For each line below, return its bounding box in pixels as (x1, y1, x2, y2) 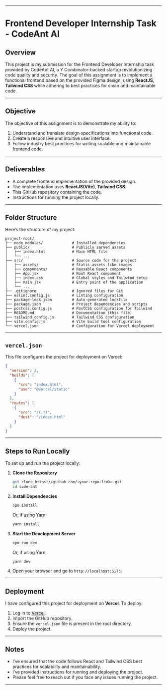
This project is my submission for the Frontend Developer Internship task (5, 61, 154, 67)
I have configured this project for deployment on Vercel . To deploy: (5, 600, 143, 607)
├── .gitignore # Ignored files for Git (5, 289, 123, 294)
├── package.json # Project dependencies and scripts (5, 302, 148, 307)
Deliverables (5, 165, 45, 174)
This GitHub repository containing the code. (12, 189, 102, 195)
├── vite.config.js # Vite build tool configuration (5, 319, 141, 325)
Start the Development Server (12, 530, 76, 537)
